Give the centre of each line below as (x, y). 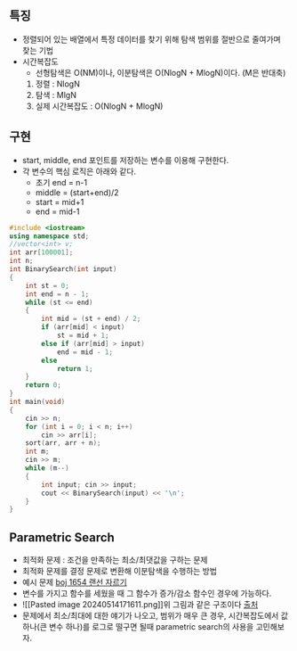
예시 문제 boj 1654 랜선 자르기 (74, 582)
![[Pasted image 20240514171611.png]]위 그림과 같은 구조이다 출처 (140, 605)
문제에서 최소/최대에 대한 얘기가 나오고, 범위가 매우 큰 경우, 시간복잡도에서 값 (155, 616)
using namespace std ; (49, 236)
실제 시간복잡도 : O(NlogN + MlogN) (99, 106)
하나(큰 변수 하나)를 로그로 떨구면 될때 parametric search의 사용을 (138, 627)
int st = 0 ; (47, 285)
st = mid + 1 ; (83, 335)
